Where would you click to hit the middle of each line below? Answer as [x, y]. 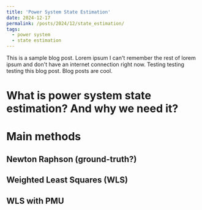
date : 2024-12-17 [28, 18]
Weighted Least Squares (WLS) [67, 180]
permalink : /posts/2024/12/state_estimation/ [65, 23]
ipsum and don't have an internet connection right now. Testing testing [95, 64]
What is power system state [79, 96]
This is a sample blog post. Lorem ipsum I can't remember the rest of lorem [101, 58]
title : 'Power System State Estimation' [59, 12]
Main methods [44, 137]
